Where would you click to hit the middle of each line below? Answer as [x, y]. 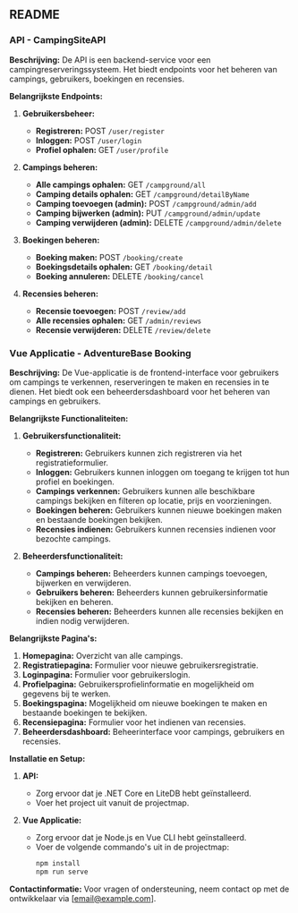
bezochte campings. [73, 538]
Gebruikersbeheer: [59, 113]
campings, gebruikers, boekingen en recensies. [97, 79]
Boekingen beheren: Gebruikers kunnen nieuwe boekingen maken [158, 510]
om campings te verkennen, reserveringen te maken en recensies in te [140, 382]
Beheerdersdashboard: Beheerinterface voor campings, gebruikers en [153, 731]
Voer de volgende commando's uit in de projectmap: [132, 847]
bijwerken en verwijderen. [83, 583]
